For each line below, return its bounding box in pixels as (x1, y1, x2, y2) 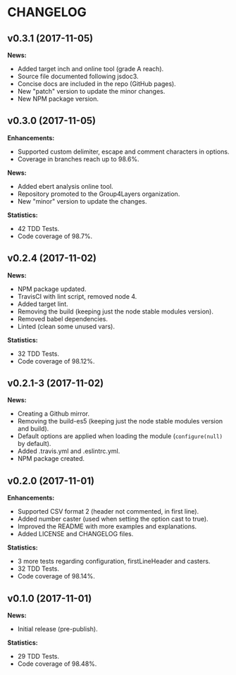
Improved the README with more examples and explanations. (17, 522, 197, 531)
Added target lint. (17, 299, 68, 308)
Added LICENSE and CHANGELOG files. (17, 530, 134, 538)
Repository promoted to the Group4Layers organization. (17, 190, 180, 198)
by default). (17, 440, 51, 448)
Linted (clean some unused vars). (17, 322, 115, 330)
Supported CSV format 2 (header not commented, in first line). (17, 507, 199, 516)
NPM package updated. (17, 285, 87, 293)
